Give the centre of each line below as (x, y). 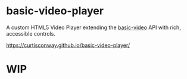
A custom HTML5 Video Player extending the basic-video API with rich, (94, 27)
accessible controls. (31, 33)
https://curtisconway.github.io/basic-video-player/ (68, 45)
